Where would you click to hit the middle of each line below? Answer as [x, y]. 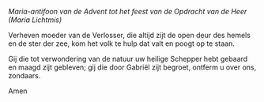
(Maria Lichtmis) [35, 20]
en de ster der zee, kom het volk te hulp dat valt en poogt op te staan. [122, 43]
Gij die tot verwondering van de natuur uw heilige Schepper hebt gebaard [128, 59]
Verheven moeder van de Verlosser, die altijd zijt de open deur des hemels [130, 35]
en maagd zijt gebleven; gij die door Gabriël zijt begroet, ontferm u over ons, [132, 67]
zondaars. [25, 76]
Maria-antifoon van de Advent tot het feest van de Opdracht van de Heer [128, 11]
